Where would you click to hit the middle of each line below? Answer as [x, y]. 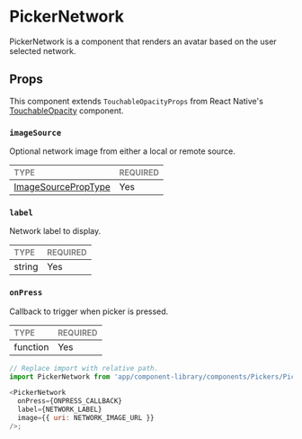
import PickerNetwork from [60, 376]
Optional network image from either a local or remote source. [123, 151]
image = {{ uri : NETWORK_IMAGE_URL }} [86, 418]
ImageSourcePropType [62, 187]
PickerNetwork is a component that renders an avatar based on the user [143, 41]
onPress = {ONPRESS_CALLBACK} [70, 401]
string [26, 267]
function [31, 346]
